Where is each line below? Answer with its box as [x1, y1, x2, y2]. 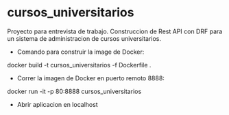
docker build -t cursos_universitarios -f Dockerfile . [7, 61, 152, 69]
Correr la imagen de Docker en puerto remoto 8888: [16, 73, 165, 82]
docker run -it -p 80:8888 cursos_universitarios [7, 87, 142, 95]
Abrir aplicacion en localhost [16, 100, 98, 108]
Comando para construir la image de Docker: [16, 48, 145, 56]
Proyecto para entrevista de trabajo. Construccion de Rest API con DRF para [7, 27, 223, 35]
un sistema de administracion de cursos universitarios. [7, 34, 162, 42]
